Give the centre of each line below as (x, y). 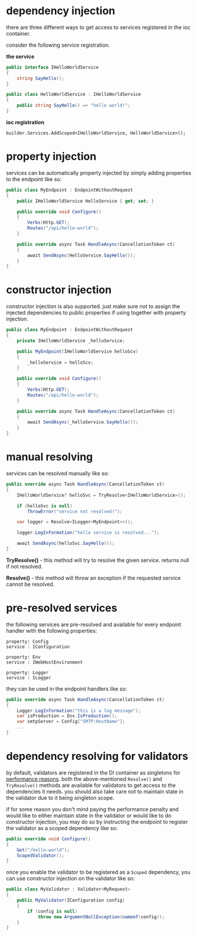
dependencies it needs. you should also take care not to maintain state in (95, 791)
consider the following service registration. (58, 45)
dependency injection (61, 11)
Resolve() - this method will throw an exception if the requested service (93, 578)
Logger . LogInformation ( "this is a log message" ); (79, 711)
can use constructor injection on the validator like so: (70, 879)
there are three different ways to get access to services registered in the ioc (98, 27)
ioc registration (25, 122)
